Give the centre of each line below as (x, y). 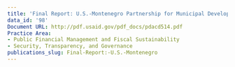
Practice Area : (29, 33)
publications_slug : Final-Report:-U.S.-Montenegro (83, 53)
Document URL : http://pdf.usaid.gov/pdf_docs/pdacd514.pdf (95, 27)
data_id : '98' (28, 20)
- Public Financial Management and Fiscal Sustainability (93, 40)
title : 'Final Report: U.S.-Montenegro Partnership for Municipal (106, 14)
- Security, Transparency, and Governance (70, 46)
